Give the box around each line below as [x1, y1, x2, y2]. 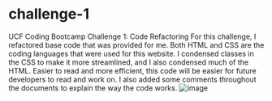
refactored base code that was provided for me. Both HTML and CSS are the [8, 40, 265, 49]
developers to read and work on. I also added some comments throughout [8, 74, 257, 84]
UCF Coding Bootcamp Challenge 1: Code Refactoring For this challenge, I [8, 32, 257, 41]
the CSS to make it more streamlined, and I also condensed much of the [8, 57, 249, 67]
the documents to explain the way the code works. [8, 82, 178, 93]
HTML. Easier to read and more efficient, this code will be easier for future [8, 65, 257, 75]
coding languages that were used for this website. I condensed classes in [8, 48, 254, 58]
